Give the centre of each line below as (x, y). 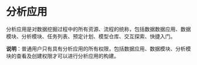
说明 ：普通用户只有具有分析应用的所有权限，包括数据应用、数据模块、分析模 (98, 48)
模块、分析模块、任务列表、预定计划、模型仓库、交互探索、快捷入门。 (91, 36)
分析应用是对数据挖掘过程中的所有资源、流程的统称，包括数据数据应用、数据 (98, 29)
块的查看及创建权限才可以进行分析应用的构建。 (62, 56)
